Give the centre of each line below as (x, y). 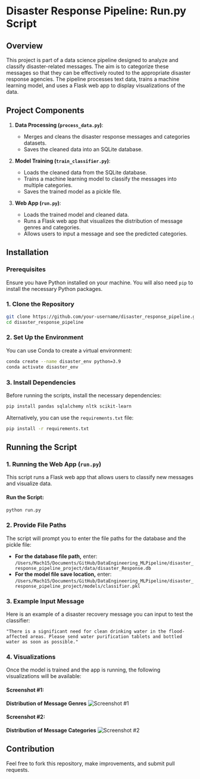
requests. (18, 769)
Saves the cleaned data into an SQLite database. (83, 149)
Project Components (45, 111)
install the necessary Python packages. (54, 289)
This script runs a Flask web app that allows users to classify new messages (100, 477)
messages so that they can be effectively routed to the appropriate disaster (99, 73)
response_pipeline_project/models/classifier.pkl (78, 586)
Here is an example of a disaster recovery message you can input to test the (100, 614)
